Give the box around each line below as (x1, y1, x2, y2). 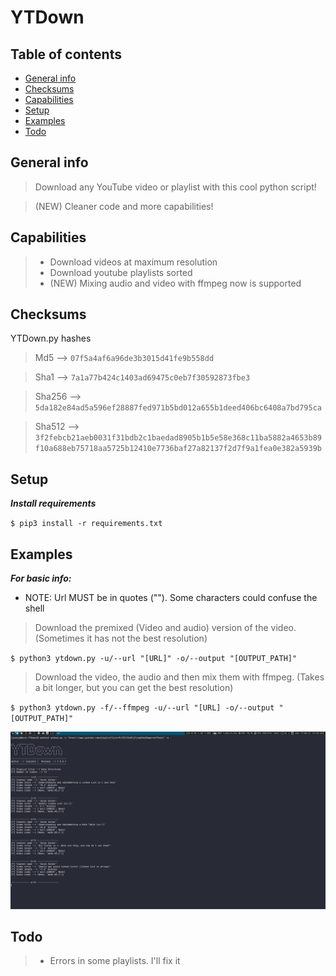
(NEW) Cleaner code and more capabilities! (34, 200, 214, 212)
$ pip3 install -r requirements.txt (10, 519, 163, 529)
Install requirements (10, 497, 97, 510)
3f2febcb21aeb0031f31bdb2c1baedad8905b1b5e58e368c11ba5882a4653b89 (34, 433, 322, 443)
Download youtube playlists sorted (49, 266, 193, 278)
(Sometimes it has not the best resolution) (34, 632, 208, 645)
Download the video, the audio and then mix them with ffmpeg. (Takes (34, 671, 325, 683)
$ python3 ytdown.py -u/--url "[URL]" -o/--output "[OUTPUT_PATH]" (10, 654, 298, 664)
